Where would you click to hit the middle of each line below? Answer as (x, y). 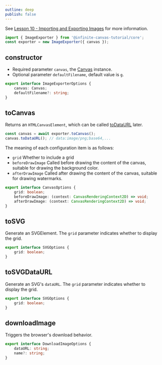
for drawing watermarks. (37, 179)
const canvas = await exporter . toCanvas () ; (50, 134)
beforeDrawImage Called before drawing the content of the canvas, (79, 163)
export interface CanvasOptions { (41, 188)
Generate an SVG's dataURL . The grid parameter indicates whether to (75, 284)
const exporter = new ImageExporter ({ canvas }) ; (57, 42)
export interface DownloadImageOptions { (48, 344)
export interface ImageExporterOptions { (48, 84)
